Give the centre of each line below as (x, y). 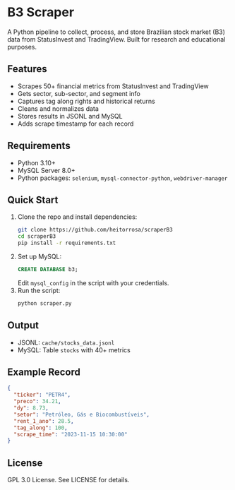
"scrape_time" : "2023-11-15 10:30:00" (71, 434)
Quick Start (33, 199)
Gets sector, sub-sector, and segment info (79, 93)
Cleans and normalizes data (58, 108)
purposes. (22, 47)
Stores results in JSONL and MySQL (70, 116)
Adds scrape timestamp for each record (76, 124)
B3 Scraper (41, 12)
